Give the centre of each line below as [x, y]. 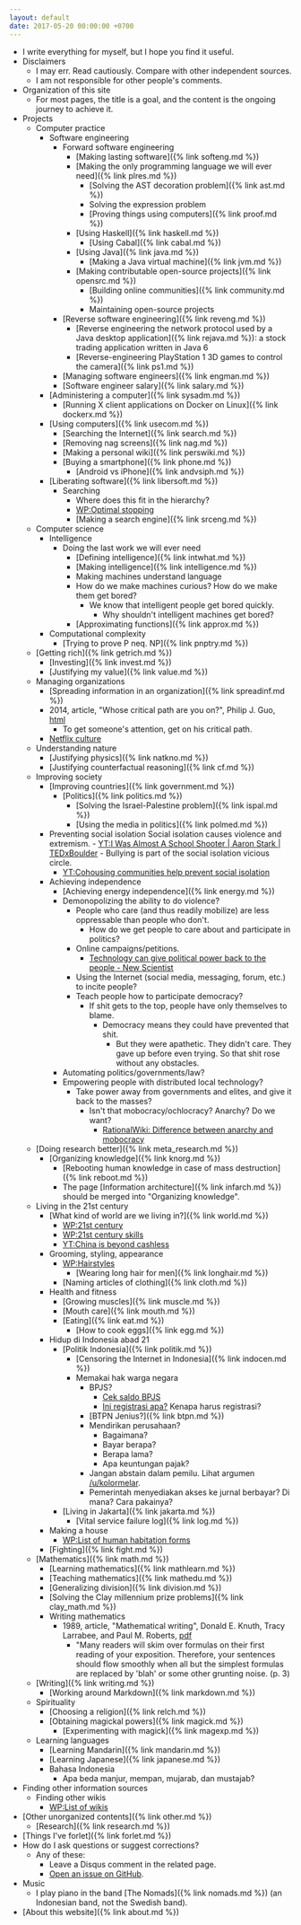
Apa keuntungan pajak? [146, 1464]
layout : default [39, 18]
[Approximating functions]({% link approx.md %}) [168, 624]
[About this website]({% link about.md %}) [101, 1912]
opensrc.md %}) [106, 280]
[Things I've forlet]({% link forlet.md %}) [97, 1835]
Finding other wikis [71, 1798]
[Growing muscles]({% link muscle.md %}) [142, 1301]
